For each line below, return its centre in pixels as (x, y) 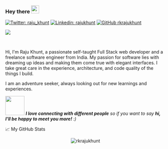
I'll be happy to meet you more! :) (41, 119)
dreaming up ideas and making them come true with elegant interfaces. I (81, 63)
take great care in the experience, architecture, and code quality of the (79, 68)
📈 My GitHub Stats (25, 129)
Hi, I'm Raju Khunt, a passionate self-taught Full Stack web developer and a (84, 52)
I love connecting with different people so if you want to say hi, (93, 114)
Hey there (18, 11)
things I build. (20, 73)
